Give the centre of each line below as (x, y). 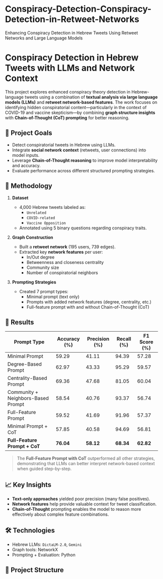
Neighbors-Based (28, 398)
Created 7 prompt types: (44, 291)
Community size (43, 267)
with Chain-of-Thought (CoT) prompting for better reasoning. (67, 117)
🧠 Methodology (29, 186)
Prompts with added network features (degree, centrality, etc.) (89, 302)
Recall (124, 339)
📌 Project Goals (29, 133)
